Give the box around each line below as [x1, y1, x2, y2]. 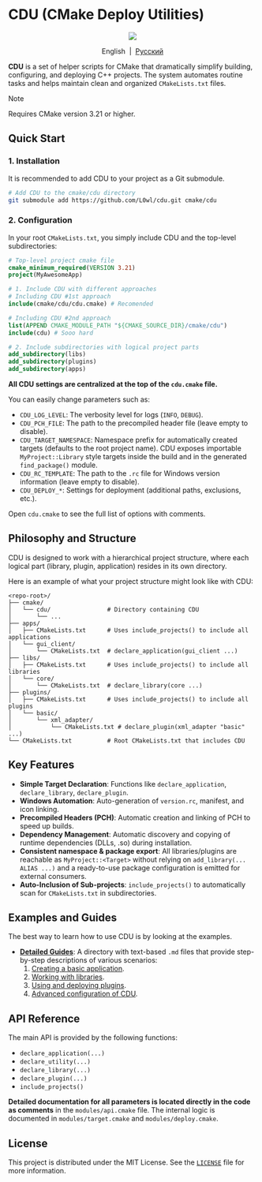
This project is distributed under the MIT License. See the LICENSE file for [8, 1158, 245, 1167]
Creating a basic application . [31, 964, 125, 974]
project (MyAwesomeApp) [8, 271, 83, 279]
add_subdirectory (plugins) [8, 357, 97, 366]
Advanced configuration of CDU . [31, 989, 138, 999]
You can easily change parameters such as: [8, 395, 151, 404]
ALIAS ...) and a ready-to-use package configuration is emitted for [19, 862, 241, 873]
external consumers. [19, 871, 87, 881]
